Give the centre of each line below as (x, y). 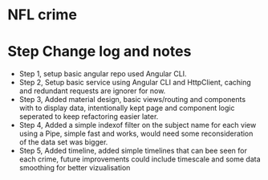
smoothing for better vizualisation (75, 168)
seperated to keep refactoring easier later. (89, 117)
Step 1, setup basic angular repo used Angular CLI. (103, 74)
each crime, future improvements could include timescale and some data (140, 159)
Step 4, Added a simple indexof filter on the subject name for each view (138, 125)
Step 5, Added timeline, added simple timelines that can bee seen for (133, 151)
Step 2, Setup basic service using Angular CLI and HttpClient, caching (135, 83)
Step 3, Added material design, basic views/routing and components (132, 100)
